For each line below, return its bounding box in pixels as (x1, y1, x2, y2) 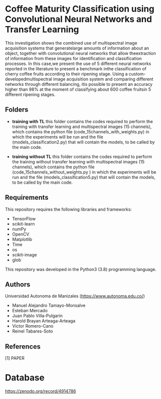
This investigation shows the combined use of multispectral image (5, 40, 137, 46)
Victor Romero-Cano (12, 323, 54, 329)
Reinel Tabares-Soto (12, 328, 53, 334)
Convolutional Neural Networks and (5, 14, 152, 25)
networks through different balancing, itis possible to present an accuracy (5, 81, 153, 87)
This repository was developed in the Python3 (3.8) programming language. (5, 266, 157, 272)
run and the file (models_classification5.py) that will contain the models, (12, 174, 156, 180)
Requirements (5, 193, 48, 202)
